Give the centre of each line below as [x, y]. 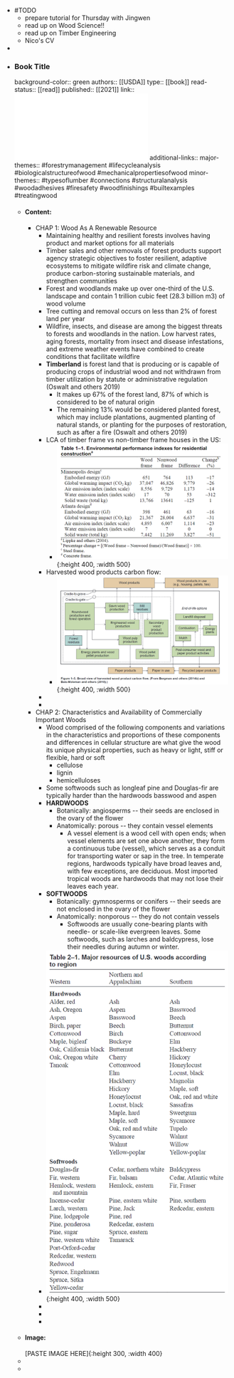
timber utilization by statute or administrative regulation [127, 379]
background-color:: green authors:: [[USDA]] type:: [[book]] [102, 82]
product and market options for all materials [110, 243]
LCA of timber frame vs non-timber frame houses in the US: [133, 439]
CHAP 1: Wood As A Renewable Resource [96, 228]
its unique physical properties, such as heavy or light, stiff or [135, 750]
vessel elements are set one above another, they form [146, 840]
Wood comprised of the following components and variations [135, 727]
